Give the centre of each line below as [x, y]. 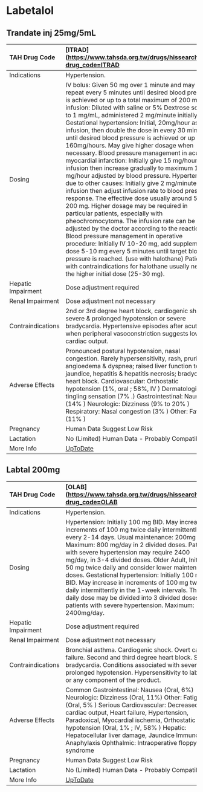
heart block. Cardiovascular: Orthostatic [122, 381]
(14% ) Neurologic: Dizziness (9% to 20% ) [128, 404]
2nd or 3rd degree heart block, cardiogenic [127, 311]
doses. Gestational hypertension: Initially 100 [130, 575]
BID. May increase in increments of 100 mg [127, 582]
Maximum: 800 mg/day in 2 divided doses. [126, 545]
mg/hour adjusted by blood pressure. [118, 176]
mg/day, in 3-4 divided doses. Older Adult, [127, 560]
